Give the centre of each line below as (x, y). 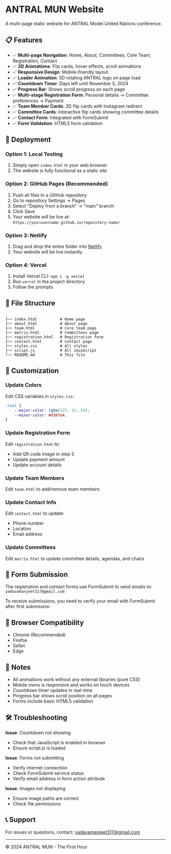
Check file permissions (37, 803)
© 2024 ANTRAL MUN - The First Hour (46, 847)
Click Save (24, 211)
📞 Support (21, 820)
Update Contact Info (31, 502)
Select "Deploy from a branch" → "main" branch (63, 206)
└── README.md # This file (45, 355)
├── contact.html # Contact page (49, 342)
